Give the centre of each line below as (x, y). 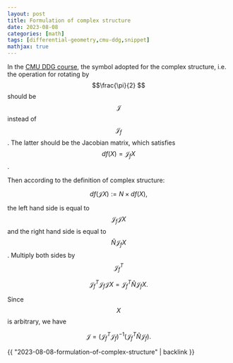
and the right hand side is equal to (57, 232)
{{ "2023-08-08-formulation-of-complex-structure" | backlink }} (101, 352)
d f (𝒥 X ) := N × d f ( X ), (119, 194)
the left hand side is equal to (48, 208)
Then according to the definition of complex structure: (86, 180)
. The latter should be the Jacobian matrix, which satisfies (91, 143)
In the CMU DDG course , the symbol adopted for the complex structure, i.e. (117, 67)
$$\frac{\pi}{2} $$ (119, 85)
